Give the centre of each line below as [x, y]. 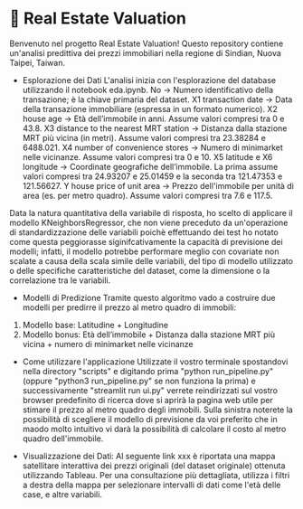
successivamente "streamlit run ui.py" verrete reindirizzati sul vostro [150, 390]
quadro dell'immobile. [63, 438]
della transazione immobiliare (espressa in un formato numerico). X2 [150, 108]
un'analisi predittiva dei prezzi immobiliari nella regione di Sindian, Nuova [146, 52]
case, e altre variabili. [62, 494]
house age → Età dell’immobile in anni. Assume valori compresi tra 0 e [153, 118]
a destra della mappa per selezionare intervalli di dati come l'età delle [151, 485]
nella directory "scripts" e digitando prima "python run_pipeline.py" [148, 371]
